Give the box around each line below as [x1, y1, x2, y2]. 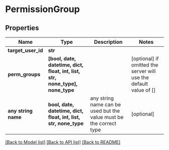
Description [94, 39, 123, 45]
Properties [5, 24, 39, 32]
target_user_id [8, 47, 43, 54]
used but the [90, 107, 120, 114]
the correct [90, 120, 117, 127]
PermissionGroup [5, 4, 80, 15]
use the [131, 74, 149, 81]
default [131, 81, 148, 87]
